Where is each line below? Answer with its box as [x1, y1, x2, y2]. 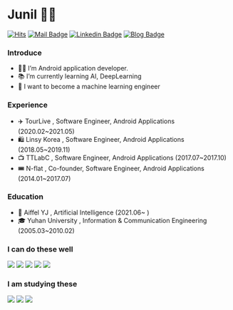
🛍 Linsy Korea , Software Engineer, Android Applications [17, 135, 185, 143]
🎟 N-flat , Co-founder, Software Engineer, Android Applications [17, 164, 204, 172]
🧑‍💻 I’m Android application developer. [17, 64, 128, 73]
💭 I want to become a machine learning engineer [17, 82, 160, 91]
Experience [7, 100, 48, 110]
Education [7, 192, 44, 202]
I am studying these [7, 279, 78, 289]
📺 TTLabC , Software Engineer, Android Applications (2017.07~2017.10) [17, 153, 227, 162]
